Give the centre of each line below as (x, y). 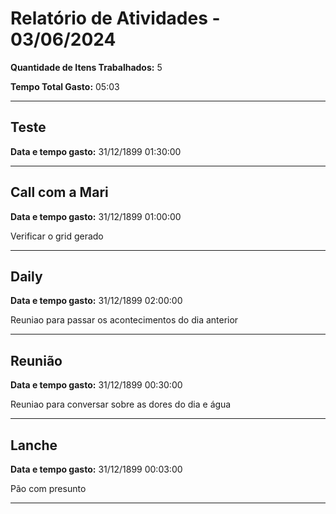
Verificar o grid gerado (57, 236)
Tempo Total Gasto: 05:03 (65, 86)
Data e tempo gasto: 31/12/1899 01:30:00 (96, 151)
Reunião (36, 360)
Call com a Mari (59, 192)
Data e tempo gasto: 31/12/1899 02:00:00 (96, 301)
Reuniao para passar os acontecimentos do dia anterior (124, 320)
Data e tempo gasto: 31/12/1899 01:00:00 (96, 216)
